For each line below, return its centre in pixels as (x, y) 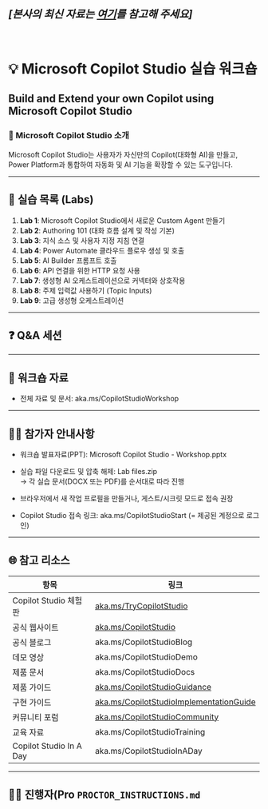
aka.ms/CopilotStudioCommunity (157, 716)
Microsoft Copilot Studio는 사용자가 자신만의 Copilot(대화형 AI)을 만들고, (123, 154)
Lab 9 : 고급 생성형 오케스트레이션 (72, 300)
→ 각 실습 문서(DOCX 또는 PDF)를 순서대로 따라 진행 (102, 481)
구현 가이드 (32, 702)
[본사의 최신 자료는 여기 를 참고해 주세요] (100, 14)
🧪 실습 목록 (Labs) (51, 199)
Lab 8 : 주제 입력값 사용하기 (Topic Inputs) (86, 290)
